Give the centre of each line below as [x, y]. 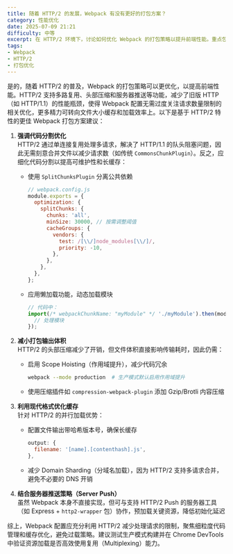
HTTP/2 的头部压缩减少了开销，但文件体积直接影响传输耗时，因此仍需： [120, 350]
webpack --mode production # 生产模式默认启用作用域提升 [106, 377]
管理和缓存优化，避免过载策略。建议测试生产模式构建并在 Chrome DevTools [115, 534]
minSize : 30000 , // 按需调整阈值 [91, 222]
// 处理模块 [49, 320]
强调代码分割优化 [42, 136]
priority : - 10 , [80, 247]
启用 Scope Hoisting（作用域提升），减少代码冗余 [97, 364]
